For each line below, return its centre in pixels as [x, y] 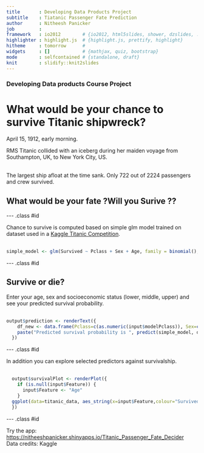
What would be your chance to [85, 109]
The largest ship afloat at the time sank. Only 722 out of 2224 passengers [99, 175]
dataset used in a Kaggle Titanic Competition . [63, 234]
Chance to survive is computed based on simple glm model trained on [94, 227]
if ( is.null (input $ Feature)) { [57, 385]
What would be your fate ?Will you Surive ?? [91, 201]
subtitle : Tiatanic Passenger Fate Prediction [72, 18]
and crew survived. [30, 182]
